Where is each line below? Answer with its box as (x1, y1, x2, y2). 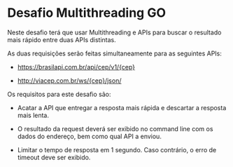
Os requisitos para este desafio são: (7, 90, 111, 98)
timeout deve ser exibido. (17, 153, 91, 161)
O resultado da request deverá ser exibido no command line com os (17, 124, 213, 133)
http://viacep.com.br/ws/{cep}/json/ (17, 76, 122, 85)
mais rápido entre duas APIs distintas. (7, 35, 117, 44)
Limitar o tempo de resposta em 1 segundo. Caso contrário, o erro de (17, 145, 217, 154)
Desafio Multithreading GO (7, 5, 167, 21)
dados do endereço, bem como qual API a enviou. (17, 132, 162, 140)
